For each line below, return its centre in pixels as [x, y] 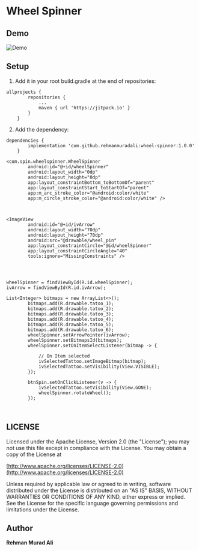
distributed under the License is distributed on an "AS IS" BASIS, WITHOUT [99, 490]
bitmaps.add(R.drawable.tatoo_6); [71, 330]
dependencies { [25, 140]
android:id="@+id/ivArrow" [62, 224]
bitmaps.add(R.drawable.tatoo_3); [71, 314]
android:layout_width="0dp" [63, 172]
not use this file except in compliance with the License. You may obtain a [96, 448]
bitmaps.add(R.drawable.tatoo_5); [71, 324]
